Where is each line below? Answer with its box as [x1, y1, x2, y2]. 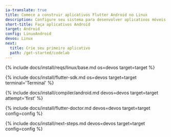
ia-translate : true [5, 7, 47, 13]
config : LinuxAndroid [5, 31, 52, 36]
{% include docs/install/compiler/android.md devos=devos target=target [5, 89, 159, 96]
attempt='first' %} [5, 95, 44, 101]
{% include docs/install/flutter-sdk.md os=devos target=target [5, 74, 137, 80]
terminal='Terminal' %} [5, 80, 54, 86]
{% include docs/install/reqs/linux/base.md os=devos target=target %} [5, 64, 155, 71]
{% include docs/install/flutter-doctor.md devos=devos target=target [5, 105, 151, 111]
